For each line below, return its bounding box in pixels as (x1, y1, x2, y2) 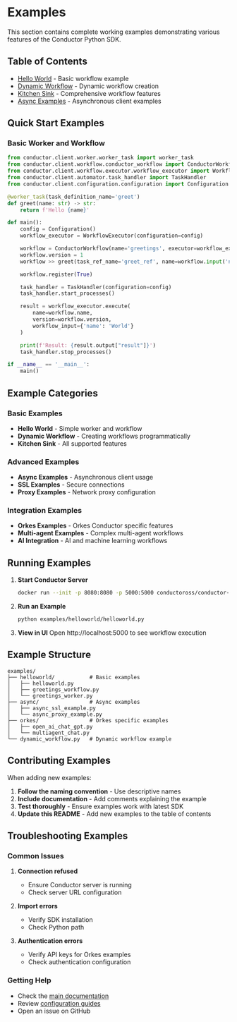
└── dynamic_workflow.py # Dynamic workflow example (7, 735, 172, 743)
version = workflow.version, (32, 316, 112, 323)
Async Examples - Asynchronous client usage (17, 473, 154, 482)
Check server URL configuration (28, 888, 122, 896)
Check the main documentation (17, 992, 109, 1000)
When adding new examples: (7, 773, 92, 781)
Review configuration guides (17, 999, 101, 1007)
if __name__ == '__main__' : (7, 361, 90, 368)
